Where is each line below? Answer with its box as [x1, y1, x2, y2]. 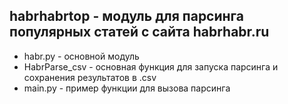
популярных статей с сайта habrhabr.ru [9, 24, 270, 41]
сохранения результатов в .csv [23, 71, 157, 83]
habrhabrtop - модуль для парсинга [9, 8, 245, 25]
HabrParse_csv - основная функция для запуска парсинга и [23, 60, 279, 73]
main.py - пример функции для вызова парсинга [23, 82, 231, 94]
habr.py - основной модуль [23, 50, 140, 62]
